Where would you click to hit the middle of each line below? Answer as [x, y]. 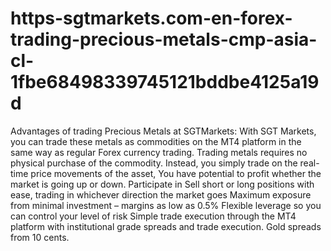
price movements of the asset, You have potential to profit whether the [176, 173]
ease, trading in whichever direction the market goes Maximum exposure [161, 194]
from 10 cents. [40, 237]
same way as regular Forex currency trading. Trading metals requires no [159, 152]
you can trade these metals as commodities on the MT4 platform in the [156, 141]
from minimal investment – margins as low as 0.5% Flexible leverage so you [166, 205]
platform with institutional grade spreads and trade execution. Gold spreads [166, 226]
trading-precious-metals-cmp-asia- [164, 39]
